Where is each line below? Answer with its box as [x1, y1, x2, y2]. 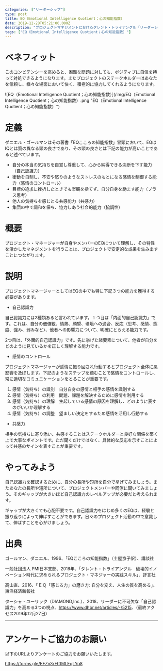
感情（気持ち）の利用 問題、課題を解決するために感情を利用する [12, 392, 144, 398]
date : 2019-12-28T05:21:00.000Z [5, 20, 70, 26]
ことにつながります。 [5, 252, 48, 258]
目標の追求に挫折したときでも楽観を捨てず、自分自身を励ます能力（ [12, 186, 148, 192]
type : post [5, 12, 27, 16]
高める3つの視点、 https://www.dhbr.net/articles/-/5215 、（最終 [21, 605, 147, 610]
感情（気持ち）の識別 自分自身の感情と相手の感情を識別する [12, 386, 136, 392]
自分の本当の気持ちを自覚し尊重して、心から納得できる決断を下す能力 [12, 162, 152, 167]
